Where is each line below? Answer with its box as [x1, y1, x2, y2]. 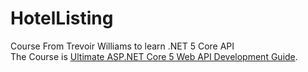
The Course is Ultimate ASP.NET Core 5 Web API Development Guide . [10, 50, 298, 62]
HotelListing [10, 7, 114, 30]
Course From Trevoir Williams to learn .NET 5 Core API [10, 40, 235, 52]
